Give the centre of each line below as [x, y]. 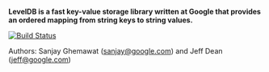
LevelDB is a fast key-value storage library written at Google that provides [134, 12]
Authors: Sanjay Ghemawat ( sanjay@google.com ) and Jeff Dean [116, 51]
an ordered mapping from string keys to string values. [101, 20]
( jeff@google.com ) [40, 60]
